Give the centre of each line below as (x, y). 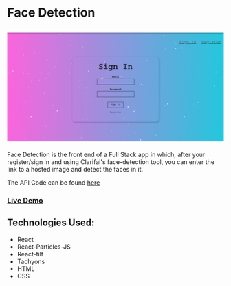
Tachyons (31, 261)
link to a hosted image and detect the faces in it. (75, 169)
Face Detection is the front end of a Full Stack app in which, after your (106, 154)
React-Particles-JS (44, 247)
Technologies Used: (51, 223)
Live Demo (25, 200)
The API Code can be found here (54, 183)
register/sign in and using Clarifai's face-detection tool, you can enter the (111, 162)
